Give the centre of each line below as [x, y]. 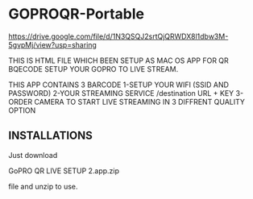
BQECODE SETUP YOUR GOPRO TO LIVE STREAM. [93, 68]
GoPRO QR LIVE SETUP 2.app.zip [64, 171]
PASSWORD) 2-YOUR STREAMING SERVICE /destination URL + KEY [121, 93]
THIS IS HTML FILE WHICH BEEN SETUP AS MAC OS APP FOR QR [119, 60]
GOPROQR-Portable [77, 14]
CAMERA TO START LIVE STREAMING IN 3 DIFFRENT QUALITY [140, 102]
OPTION [22, 110]
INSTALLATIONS [50, 136]
